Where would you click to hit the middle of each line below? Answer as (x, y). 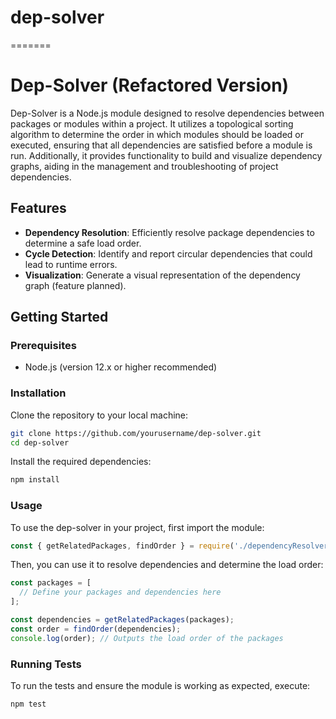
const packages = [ (51, 583)
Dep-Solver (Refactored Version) (150, 85)
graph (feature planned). (75, 285)
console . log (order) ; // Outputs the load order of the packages (147, 638)
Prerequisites (43, 345)
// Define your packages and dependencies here (120, 592)
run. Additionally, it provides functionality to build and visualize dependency (166, 155)
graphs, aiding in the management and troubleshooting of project (144, 166)
